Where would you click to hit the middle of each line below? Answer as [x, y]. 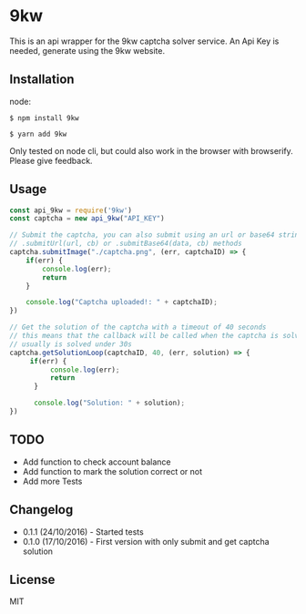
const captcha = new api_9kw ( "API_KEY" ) [87, 219]
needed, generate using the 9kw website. [87, 50]
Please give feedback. [51, 160]
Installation [42, 80]
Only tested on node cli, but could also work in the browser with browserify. [151, 150]
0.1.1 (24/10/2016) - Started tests [83, 532]
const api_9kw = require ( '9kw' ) [71, 210]
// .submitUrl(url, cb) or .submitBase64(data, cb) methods [126, 244]
